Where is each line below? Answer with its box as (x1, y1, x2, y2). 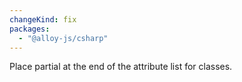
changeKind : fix (9, 14, 77, 25)
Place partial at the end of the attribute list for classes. (9, 61, 233, 73)
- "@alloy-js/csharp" (18, 33, 109, 43)
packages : (9, 24, 51, 34)
